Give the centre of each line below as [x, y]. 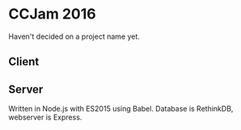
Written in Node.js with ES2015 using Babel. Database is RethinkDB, [121, 109]
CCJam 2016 [53, 14]
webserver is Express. [45, 117]
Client [24, 62]
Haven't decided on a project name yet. [74, 36]
